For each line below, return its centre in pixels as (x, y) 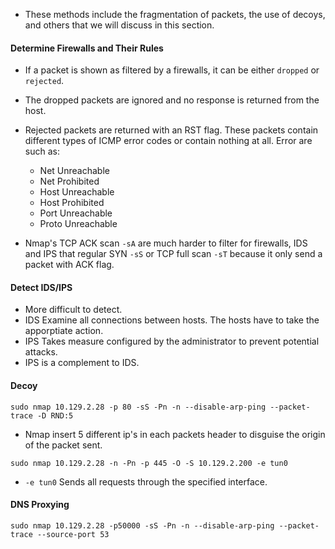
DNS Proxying (40, 505)
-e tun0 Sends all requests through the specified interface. (146, 481)
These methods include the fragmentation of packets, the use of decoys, (175, 14)
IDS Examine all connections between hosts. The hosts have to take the (172, 320)
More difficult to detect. (73, 310)
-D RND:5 (55, 415)
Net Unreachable (74, 171)
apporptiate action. (64, 331)
